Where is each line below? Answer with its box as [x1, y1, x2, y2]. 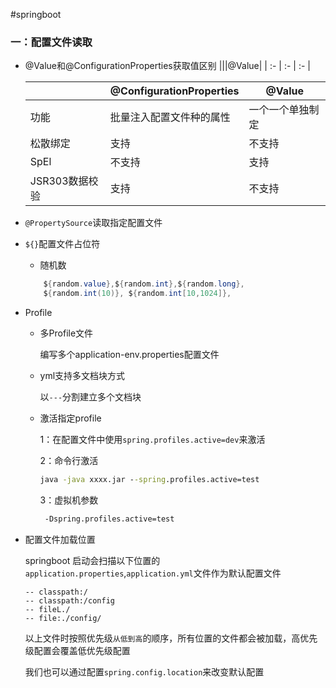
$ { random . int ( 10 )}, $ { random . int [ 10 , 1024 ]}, [43, 289, 232, 299]
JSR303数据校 [29, 174, 99, 188]
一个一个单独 [248, 103, 310, 117]
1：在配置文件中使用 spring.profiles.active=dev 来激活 [39, 434, 266, 446]
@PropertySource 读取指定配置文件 [24, 217, 163, 229]
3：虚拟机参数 [39, 494, 99, 506]
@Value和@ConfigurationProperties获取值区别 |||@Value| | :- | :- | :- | [24, 60, 312, 72]
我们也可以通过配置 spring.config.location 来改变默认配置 [24, 665, 265, 678]
